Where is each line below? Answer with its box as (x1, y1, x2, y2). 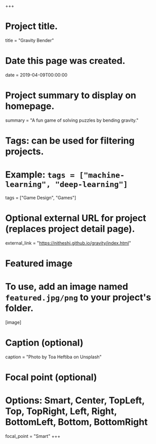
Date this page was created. (5, 55, 126, 66)
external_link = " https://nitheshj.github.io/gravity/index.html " (5, 240, 132, 246)
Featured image (5, 258, 72, 269)
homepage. (5, 100, 55, 112)
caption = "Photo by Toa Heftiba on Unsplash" (5, 354, 102, 360)
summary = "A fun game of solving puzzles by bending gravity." (5, 117, 139, 123)
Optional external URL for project (5, 213, 146, 224)
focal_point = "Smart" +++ (5, 433, 61, 439)
